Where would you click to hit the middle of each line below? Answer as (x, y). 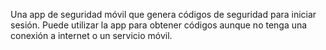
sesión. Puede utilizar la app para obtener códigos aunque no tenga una (159, 25)
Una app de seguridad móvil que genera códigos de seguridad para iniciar (163, 14)
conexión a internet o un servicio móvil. (91, 35)
